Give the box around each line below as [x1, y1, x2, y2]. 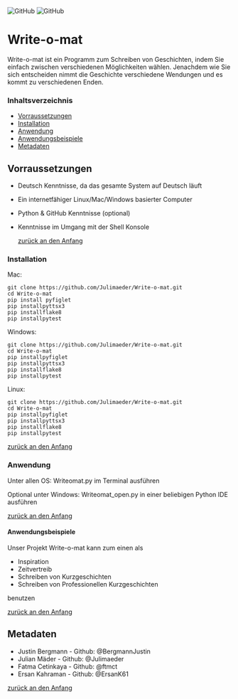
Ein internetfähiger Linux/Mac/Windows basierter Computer [17, 196, 193, 204]
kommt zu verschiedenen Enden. [7, 78, 104, 86]
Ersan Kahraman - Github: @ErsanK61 [17, 669, 129, 678]
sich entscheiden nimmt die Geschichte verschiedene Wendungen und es [7, 70, 223, 78]
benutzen [7, 594, 36, 602]
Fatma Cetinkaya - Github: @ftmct [17, 662, 118, 671]
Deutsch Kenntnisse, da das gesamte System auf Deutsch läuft [17, 181, 202, 190]
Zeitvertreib [17, 565, 52, 573]
